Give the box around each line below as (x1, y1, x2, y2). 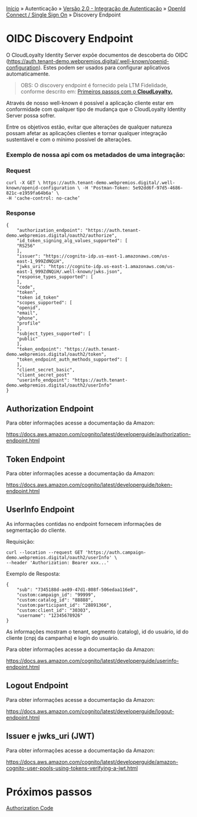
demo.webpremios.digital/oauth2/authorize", (6, 233, 117, 238)
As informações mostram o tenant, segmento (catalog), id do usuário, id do (6, 628, 189, 635)
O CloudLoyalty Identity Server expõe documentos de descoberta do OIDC (6, 51, 188, 58)
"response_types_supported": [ (17, 274, 94, 280)
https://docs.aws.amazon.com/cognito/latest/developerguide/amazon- (6, 758, 179, 765)
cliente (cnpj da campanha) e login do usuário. (6, 634, 119, 641)
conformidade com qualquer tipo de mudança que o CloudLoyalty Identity (6, 106, 186, 113)
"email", (17, 310, 38, 316)
